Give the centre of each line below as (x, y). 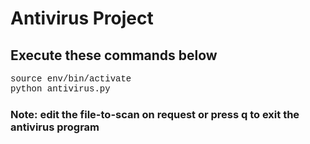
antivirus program (55, 127)
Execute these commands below (114, 55)
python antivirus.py (60, 88)
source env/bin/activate (71, 78)
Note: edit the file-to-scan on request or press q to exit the (155, 114)
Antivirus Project (82, 18)
